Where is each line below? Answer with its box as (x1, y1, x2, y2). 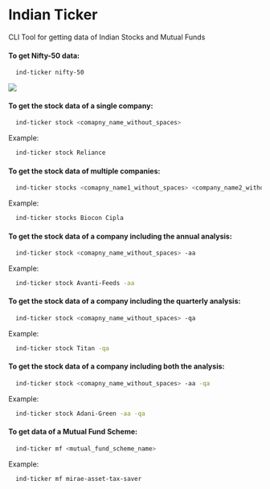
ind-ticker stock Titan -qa (15, 344, 110, 352)
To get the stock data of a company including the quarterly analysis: (8, 296, 241, 306)
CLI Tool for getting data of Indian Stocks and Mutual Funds (8, 32, 206, 42)
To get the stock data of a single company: (8, 100, 153, 110)
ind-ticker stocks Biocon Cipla (15, 214, 125, 222)
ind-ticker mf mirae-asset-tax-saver (15, 475, 142, 483)
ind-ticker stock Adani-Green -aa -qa (15, 410, 146, 418)
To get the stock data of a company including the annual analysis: (8, 231, 233, 241)
